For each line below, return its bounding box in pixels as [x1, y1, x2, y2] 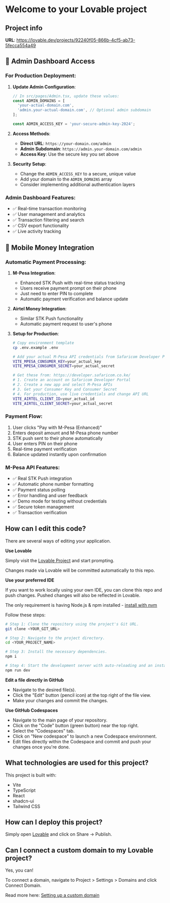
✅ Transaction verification [12, 510, 67, 516]
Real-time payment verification [12, 446, 77, 452]
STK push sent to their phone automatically [12, 435, 103, 441]
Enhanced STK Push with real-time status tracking [20, 280, 125, 286]
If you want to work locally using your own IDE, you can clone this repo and [5, 586, 162, 593]
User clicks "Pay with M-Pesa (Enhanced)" [12, 424, 102, 430]
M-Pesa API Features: [5, 464, 60, 471]
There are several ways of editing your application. [5, 537, 111, 544]
